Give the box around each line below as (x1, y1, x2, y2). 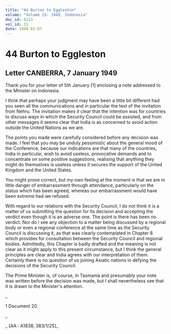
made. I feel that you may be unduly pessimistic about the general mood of (5, 140, 163, 146)
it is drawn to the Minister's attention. (5, 284, 84, 290)
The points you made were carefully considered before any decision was (5, 135, 159, 141)
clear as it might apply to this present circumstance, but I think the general (5, 246, 162, 252)
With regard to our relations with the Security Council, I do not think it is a (5, 203, 160, 209)
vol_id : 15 (5, 21, 29, 27)
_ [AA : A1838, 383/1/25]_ (5, 323, 59, 329)
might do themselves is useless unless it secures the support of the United (5, 162, 162, 168)
